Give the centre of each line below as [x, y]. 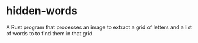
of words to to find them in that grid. [50, 33]
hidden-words [42, 11]
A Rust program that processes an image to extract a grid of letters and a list [99, 27]
